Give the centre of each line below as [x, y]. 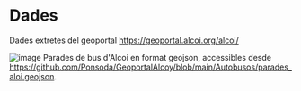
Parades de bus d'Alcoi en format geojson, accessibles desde [158, 57]
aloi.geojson [32, 76]
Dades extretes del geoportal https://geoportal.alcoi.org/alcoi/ [124, 40]
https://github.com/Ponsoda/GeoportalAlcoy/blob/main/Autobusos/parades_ [150, 67]
